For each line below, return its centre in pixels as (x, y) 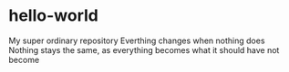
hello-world (54, 16)
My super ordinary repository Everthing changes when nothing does (137, 40)
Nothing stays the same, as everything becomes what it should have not (144, 49)
